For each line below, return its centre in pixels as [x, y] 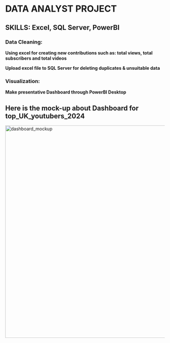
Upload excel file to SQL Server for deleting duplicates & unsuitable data [83, 68]
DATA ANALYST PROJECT [61, 9]
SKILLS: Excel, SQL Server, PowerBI [62, 28]
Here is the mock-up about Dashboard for [72, 108]
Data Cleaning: [24, 42]
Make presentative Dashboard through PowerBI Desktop [66, 92]
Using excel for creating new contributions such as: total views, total [79, 53]
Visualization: [23, 81]
